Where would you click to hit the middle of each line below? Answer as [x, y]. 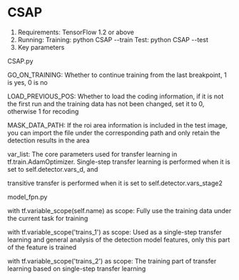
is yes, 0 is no [27, 82]
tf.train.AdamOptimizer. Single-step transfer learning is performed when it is [119, 162]
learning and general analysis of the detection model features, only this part [119, 239]
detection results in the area [49, 140]
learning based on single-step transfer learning [77, 269]
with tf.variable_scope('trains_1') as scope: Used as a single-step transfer [115, 232]
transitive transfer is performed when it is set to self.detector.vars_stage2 [115, 183]
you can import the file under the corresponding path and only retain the [114, 133]
